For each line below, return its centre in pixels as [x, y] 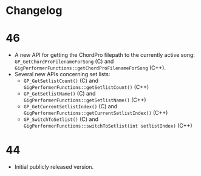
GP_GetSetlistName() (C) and [60, 94]
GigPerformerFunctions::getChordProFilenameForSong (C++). [90, 68]
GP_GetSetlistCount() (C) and [61, 81]
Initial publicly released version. [54, 167]
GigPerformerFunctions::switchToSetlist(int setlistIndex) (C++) [108, 126]
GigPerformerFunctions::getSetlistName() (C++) [85, 100]
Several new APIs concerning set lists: [62, 74]
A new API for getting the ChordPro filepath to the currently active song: [105, 55]
